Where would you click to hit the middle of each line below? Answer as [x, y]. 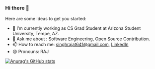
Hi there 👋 [17, 8]
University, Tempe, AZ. [36, 34]
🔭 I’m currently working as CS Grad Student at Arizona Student [77, 28]
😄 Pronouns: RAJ [30, 52]
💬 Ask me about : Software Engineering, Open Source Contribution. [81, 39]
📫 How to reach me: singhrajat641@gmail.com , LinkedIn [70, 45]
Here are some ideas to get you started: [46, 19]
